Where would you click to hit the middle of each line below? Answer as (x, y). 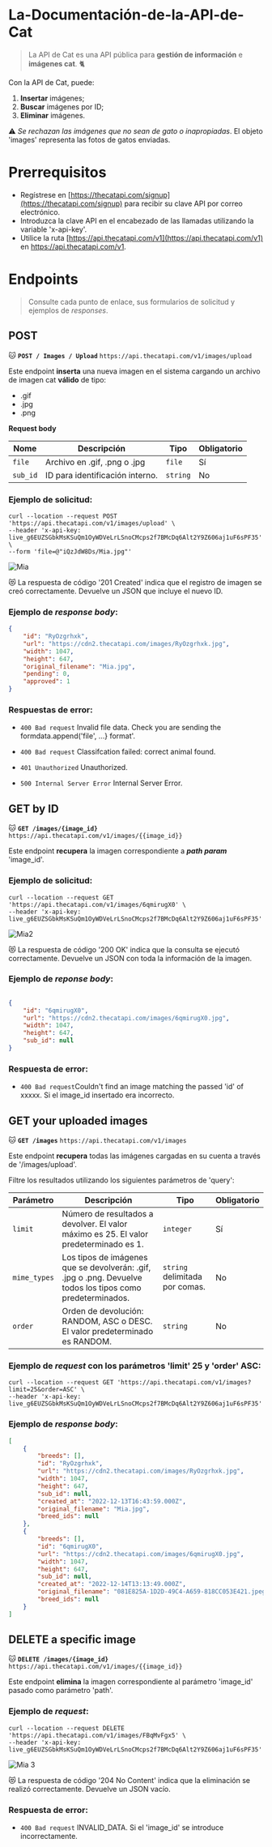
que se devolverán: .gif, (106, 1268)
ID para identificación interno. (102, 475)
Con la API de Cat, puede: (51, 82)
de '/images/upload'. (42, 1165)
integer (177, 1229)
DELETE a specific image (72, 1640)
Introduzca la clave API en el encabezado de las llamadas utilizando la (137, 220)
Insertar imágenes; (52, 98)
